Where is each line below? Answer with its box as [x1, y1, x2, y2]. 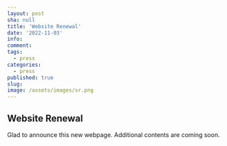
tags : [7, 49, 23, 56]
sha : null [7, 17, 36, 23]
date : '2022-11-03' [7, 29, 63, 36]
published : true [7, 74, 54, 81]
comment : [7, 42, 32, 49]
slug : [7, 81, 23, 87]
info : [7, 36, 23, 43]
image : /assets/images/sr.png [7, 87, 94, 94]
